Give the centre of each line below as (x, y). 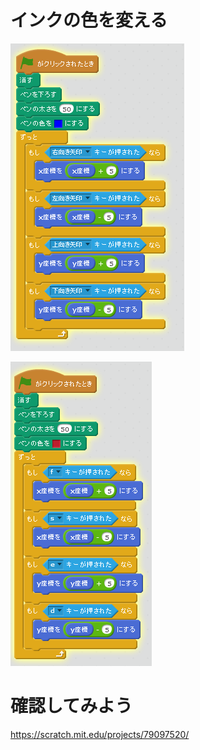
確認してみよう (71, 706)
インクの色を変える (89, 20)
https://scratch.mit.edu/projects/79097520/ (100, 734)
